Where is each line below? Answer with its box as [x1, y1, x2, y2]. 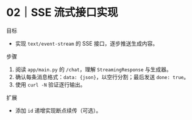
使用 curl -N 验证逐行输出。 [15, 80, 86, 88]
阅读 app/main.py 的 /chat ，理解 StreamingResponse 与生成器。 [15, 65, 172, 73]
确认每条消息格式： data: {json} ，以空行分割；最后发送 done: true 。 [15, 73, 190, 80]
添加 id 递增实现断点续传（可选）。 [15, 107, 102, 114]
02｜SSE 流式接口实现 [6, 5, 118, 19]
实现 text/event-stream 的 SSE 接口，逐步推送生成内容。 [15, 40, 158, 47]
